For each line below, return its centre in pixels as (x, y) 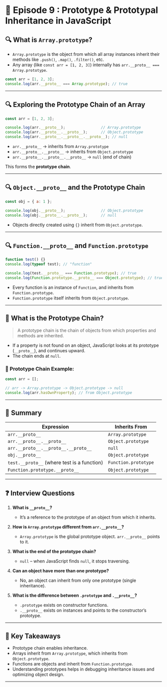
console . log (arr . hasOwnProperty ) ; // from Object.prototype (69, 393)
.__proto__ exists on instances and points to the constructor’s (83, 610)
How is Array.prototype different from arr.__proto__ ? (68, 527)
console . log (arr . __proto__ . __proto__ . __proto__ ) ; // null (66, 137)
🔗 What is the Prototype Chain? (54, 318)
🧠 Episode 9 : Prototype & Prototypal (82, 10)
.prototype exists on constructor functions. (64, 605)
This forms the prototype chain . (38, 167)
